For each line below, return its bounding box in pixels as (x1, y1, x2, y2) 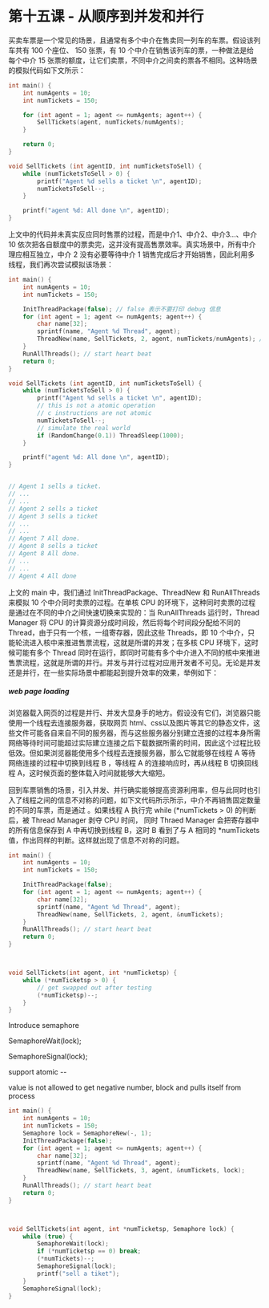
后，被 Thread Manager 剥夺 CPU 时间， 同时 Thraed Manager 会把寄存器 (8, 815, 252, 825)
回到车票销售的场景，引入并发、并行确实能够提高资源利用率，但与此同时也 (8, 785, 254, 794)
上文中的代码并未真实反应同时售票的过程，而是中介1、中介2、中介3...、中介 (8, 230, 258, 239)
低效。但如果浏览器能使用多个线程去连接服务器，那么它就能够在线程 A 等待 (8, 748, 256, 758)
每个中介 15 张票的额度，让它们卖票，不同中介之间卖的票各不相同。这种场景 (8, 55, 258, 65)
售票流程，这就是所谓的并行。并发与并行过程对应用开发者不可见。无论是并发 (8, 657, 261, 667)
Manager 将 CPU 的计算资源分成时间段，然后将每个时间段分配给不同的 (8, 617, 242, 627)
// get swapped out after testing (37, 984, 152, 992)
